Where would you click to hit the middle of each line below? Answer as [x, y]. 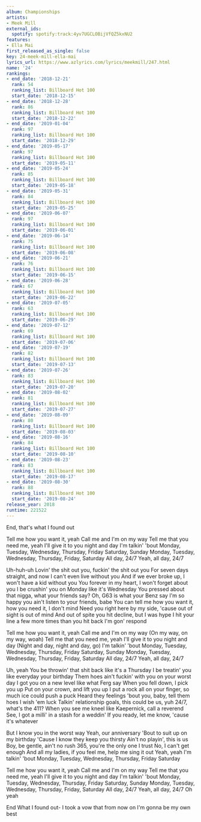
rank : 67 [22, 286]
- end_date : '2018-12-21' [38, 79]
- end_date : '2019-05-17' [38, 146]
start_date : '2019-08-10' [44, 454]
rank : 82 [22, 353]
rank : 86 [22, 107]
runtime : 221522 [26, 510]
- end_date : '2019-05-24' [38, 169]
